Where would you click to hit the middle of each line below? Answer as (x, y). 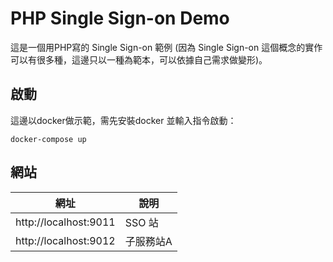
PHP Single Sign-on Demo (120, 18)
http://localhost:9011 (65, 222)
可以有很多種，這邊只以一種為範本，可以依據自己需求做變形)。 (139, 59)
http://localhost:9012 (65, 240)
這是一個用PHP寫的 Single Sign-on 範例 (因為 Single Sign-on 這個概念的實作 (166, 47)
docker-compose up (48, 139)
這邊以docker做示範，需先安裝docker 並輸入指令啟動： (123, 120)
